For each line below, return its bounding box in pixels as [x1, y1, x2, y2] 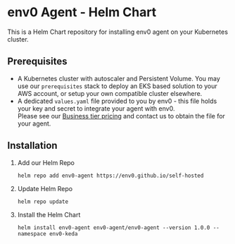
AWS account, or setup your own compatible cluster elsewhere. [17, 89, 203, 97]
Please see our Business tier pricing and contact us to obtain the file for [17, 111, 225, 120]
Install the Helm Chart [17, 210, 81, 219]
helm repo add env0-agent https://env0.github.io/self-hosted [17, 172, 204, 179]
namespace [17, 230, 47, 237]
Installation [7, 140, 58, 152]
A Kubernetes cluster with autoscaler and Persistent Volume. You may [17, 74, 220, 83]
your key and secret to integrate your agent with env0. [17, 104, 175, 113]
